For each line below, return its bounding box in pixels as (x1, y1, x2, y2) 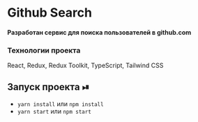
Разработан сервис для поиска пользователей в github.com (7, 28, 192, 36)
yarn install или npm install (17, 99, 104, 108)
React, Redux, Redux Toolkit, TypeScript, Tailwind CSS (7, 61, 164, 70)
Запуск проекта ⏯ (7, 81, 90, 93)
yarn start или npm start (17, 107, 92, 115)
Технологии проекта (7, 45, 81, 55)
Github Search (7, 5, 93, 21)
